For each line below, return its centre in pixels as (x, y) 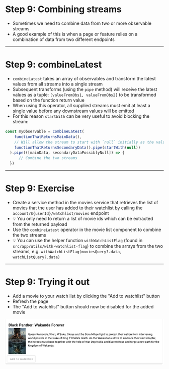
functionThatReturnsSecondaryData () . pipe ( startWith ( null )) (77, 148)
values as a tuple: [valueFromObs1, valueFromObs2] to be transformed (84, 95)
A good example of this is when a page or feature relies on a (75, 34)
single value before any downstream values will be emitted (73, 111)
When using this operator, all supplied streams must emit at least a (81, 105)
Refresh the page (30, 301)
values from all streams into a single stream (58, 84)
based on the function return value (48, 100)
